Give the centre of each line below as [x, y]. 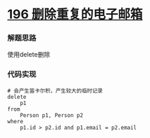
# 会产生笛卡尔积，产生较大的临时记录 [55, 91]
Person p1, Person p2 [51, 115]
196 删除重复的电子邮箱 [75, 14]
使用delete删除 [29, 55]
